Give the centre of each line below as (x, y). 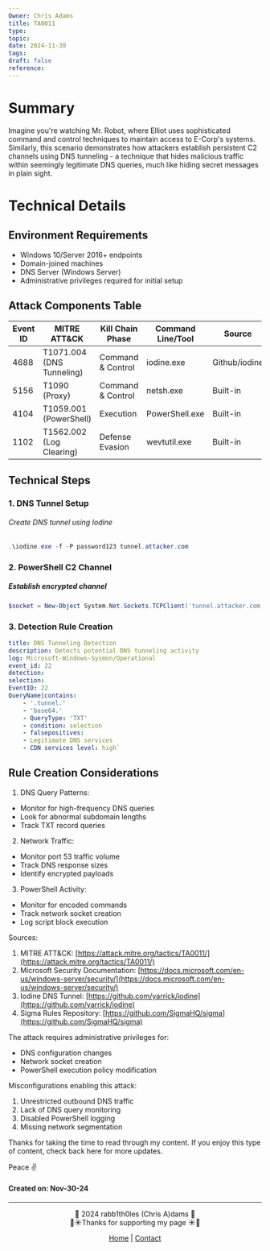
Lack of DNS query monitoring (70, 1109)
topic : (19, 38)
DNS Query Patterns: (55, 792)
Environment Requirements (78, 236)
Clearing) (60, 452)
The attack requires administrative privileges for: (89, 1037)
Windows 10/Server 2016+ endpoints (81, 255)
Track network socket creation (71, 913)
